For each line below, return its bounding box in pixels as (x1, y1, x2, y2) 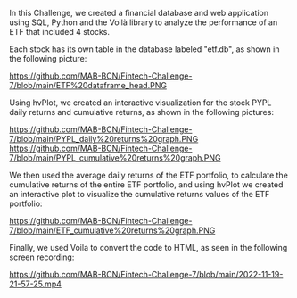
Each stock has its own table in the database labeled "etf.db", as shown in (9, 44, 280, 54)
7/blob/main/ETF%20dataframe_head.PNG (9, 80, 168, 90)
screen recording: (9, 252, 75, 262)
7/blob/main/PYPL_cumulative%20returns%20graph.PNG (9, 153, 221, 163)
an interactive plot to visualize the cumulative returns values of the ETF (9, 189, 270, 199)
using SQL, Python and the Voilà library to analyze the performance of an (9, 17, 278, 28)
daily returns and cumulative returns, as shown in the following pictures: (9, 107, 275, 117)
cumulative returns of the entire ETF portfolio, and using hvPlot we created (9, 179, 284, 190)
